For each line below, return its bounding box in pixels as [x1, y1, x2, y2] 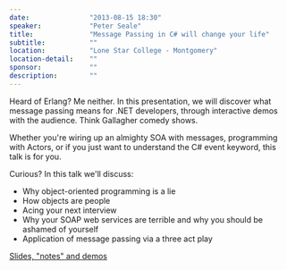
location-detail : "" [9, 55, 98, 63]
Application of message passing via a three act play [21, 233, 213, 244]
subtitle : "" [9, 38, 98, 47]
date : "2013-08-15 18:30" [9, 13, 163, 22]
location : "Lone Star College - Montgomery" [9, 46, 218, 55]
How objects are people [21, 195, 111, 206]
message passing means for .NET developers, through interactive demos [9, 105, 279, 116]
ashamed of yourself [21, 224, 99, 234]
